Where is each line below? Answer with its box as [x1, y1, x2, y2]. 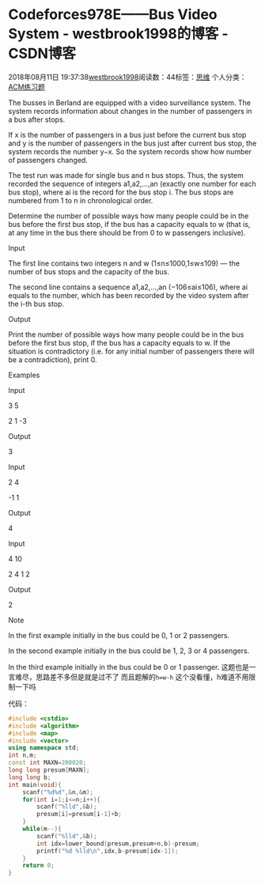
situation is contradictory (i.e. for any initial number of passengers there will [8, 346, 255, 356]
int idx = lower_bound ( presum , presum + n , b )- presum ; [36, 840, 200, 848]
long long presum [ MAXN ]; [8, 766, 90, 774]
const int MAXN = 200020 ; [8, 759, 87, 767]
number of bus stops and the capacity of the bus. [8, 266, 170, 276]
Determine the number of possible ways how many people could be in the [8, 211, 249, 221]
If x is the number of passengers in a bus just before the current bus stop [8, 130, 247, 139]
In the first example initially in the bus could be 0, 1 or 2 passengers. [8, 630, 230, 640]
